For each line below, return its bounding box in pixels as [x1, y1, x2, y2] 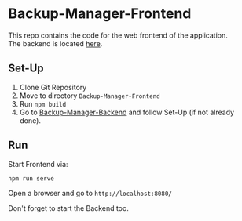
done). [19, 115, 42, 125]
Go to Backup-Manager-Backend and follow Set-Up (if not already [19, 107, 234, 117]
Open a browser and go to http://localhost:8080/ [8, 189, 173, 198]
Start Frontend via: [8, 159, 68, 168]
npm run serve [8, 174, 55, 183]
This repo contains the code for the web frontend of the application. [8, 31, 228, 40]
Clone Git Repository [19, 82, 87, 92]
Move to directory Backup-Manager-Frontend [19, 91, 160, 100]
